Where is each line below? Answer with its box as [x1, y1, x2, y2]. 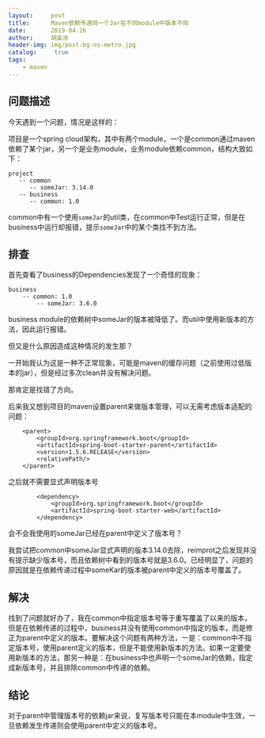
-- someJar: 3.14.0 [28, 183, 93, 191]
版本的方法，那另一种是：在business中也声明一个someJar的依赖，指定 [21, 653, 253, 663]
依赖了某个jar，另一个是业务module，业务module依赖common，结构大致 [8, 143, 247, 153]
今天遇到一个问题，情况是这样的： [8, 117, 119, 127]
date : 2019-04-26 [8, 26, 87, 34]
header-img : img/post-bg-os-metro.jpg [8, 41, 136, 49]
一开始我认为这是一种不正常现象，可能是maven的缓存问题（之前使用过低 [8, 358, 245, 368]
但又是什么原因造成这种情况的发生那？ [8, 342, 133, 351]
